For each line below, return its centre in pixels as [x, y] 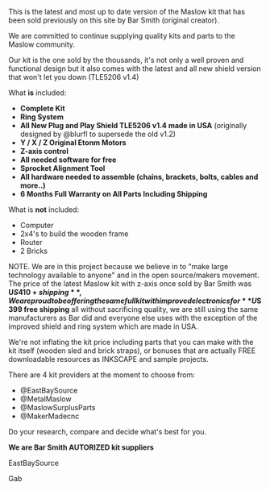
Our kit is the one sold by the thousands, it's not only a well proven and [126, 60]
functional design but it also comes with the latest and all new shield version [135, 69]
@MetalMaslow [46, 399]
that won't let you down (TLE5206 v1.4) [74, 77]
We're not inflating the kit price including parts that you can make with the [131, 342]
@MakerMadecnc [50, 416]
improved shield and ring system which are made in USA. [104, 326]
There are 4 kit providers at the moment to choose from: [102, 375]
